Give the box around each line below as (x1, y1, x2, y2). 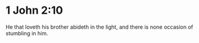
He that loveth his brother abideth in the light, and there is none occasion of (5, 23, 194, 30)
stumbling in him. (5, 29, 49, 36)
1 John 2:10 (5, 4, 63, 17)
